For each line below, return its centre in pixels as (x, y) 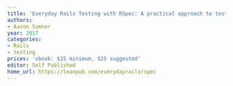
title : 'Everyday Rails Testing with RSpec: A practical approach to (110, 14)
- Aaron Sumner (29, 26)
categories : (24, 40)
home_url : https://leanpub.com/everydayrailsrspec (82, 71)
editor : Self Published (42, 65)
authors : (20, 20)
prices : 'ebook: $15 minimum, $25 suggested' (74, 59)
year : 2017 (23, 33)
